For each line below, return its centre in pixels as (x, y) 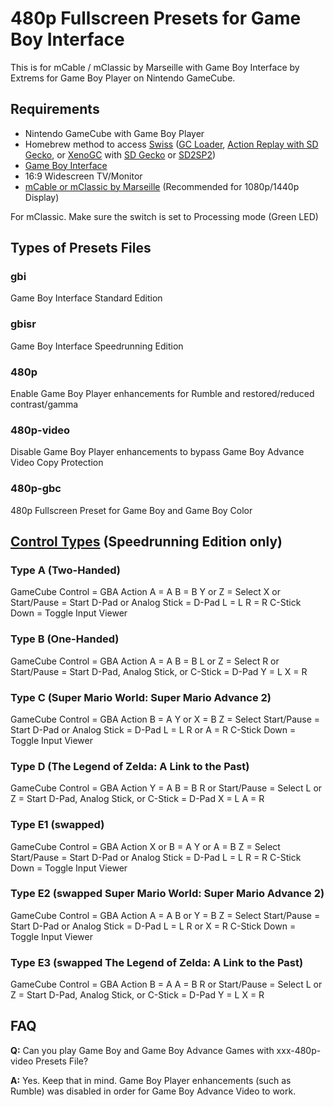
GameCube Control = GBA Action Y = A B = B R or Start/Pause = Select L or (166, 788)
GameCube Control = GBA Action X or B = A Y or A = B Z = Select (145, 846)
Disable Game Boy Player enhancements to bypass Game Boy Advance (157, 452)
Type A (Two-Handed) (65, 570)
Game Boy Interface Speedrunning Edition (97, 346)
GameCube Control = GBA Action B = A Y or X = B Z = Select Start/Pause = (165, 719)
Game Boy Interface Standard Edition (86, 298)
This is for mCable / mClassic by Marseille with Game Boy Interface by (155, 67)
